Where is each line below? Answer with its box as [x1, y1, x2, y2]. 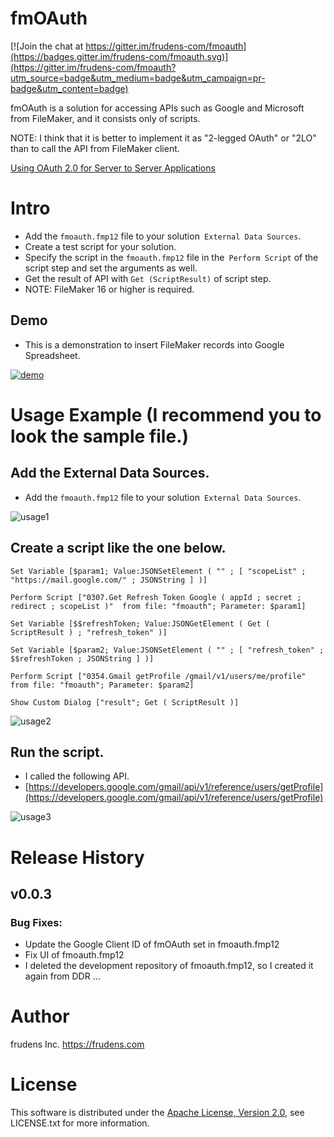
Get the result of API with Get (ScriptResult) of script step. [24, 272, 272, 284]
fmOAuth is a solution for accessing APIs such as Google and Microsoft [10, 102, 305, 114]
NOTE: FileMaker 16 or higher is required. [24, 283, 195, 295]
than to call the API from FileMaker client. [10, 142, 180, 154]
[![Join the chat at [10, 40, 84, 52]
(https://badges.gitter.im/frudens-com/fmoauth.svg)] [10, 50, 229, 62]
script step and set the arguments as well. [24, 262, 198, 274]
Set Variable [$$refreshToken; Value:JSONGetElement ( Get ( [10, 618, 271, 629]
